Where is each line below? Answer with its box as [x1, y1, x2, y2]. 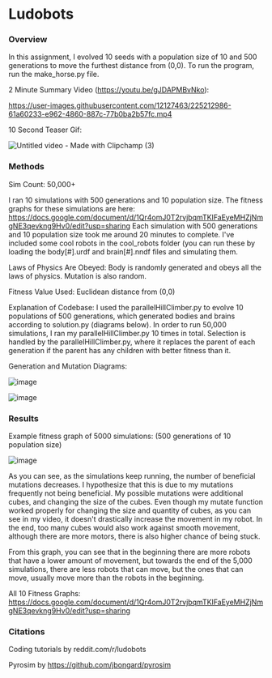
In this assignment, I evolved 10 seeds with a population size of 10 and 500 [8, 52, 257, 62]
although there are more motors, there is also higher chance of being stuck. [8, 531, 261, 541]
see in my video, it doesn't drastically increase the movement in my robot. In [8, 514, 263, 524]
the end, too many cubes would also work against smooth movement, [8, 523, 240, 533]
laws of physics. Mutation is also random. [8, 271, 147, 280]
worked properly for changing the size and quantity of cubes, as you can [8, 505, 252, 515]
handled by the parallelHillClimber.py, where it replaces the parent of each [8, 337, 256, 347]
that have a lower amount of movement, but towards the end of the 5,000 [8, 556, 253, 565]
